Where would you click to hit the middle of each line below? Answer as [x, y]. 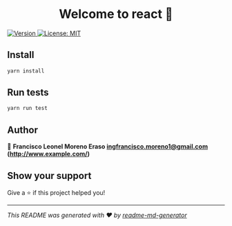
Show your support [49, 176]
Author [22, 130]
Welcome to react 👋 [116, 14]
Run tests [28, 93]
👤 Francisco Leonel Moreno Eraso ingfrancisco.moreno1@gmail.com [108, 147]
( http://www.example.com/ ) [49, 154]
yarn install [26, 71]
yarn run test [28, 109]
